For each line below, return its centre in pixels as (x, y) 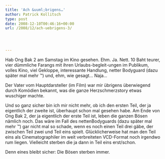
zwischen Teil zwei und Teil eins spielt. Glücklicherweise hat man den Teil (81, 132)
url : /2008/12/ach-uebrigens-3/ (39, 28)
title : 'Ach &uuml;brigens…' (35, 10)
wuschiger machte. (25, 96)
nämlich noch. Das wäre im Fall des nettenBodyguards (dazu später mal (79, 121)
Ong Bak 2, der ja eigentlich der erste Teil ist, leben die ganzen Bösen (76, 116)
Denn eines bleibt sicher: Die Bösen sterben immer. (58, 152)
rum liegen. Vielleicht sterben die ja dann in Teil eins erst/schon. (71, 143)
